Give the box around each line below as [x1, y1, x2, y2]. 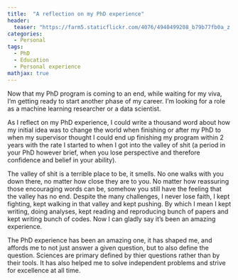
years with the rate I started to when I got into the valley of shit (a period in [7, 140, 226, 149]
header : [7, 17, 31, 24]
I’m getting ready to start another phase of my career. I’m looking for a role [7, 96, 226, 105]
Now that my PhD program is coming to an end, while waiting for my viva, [7, 89, 222, 98]
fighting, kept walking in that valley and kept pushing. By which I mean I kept [7, 199, 232, 208]
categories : [7, 30, 43, 38]
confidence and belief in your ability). [7, 155, 117, 164]
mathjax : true [7, 69, 50, 77]
